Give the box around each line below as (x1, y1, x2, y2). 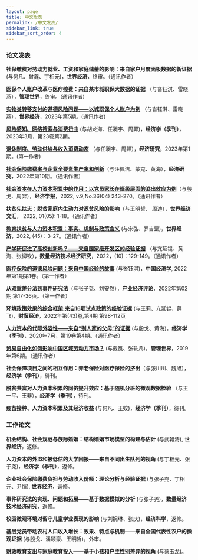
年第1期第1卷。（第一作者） (6, 272, 70, 279)
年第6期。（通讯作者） (6, 352, 59, 359)
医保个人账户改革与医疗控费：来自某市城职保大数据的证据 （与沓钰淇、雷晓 (6, 86, 189, 93)
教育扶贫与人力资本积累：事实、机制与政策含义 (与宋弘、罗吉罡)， (6, 225, 167, 232)
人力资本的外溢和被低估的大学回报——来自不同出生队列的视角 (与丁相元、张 (6, 455, 190, 463)
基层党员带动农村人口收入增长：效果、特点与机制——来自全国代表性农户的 (6, 528, 187, 535)
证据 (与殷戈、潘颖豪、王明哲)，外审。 (11, 535, 105, 542)
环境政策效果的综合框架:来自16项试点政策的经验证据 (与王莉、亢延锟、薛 (6, 305, 182, 312)
